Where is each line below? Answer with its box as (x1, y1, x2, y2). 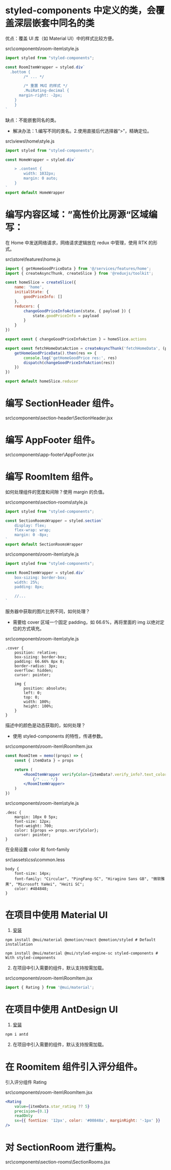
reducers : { (14, 303, 40, 309)
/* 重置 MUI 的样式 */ (23, 83, 68, 88)
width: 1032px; (23, 171, 56, 176)
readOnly (14, 1113, 33, 1118)
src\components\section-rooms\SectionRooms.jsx (5, 1159, 110, 1165)
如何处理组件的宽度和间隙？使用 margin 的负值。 (5, 489, 107, 495)
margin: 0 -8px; (14, 532, 49, 538)
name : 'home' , (14, 284, 44, 290)
